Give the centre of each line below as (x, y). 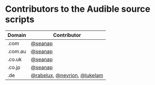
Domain (17, 35)
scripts (20, 19)
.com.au (17, 51)
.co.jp (14, 67)
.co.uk (15, 59)
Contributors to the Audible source (78, 9)
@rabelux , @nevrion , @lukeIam (67, 75)
